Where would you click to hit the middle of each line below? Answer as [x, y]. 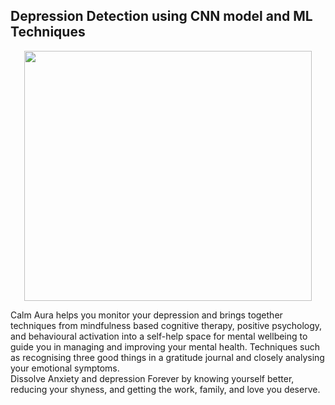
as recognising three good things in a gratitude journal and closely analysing [167, 357]
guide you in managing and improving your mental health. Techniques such [165, 346]
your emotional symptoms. [65, 368]
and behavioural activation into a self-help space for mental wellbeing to [159, 336]
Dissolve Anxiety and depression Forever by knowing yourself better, [152, 378]
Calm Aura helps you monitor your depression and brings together [146, 315]
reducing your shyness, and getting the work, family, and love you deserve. [165, 389]
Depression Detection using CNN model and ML [161, 16]
